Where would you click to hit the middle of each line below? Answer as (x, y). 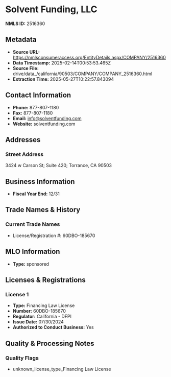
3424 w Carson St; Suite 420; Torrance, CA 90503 (59, 166)
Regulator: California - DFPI (42, 316)
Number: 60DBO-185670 (39, 311)
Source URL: (26, 52)
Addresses (23, 140)
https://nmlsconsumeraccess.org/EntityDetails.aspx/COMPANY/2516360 (89, 57)
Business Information (40, 182)
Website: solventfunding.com (44, 124)
